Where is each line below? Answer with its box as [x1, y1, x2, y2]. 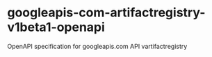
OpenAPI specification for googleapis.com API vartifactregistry [7, 42, 188, 50]
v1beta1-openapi [7, 19, 106, 35]
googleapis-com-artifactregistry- [7, 5, 206, 21]
